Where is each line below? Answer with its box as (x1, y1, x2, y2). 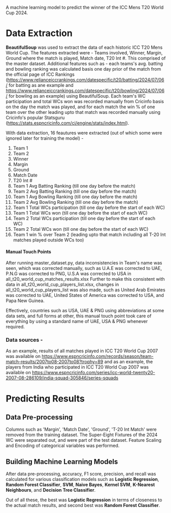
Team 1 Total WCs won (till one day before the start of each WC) (13, 209, 148, 216)
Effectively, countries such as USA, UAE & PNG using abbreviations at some (6, 308, 164, 314)
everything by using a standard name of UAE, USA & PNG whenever (6, 318, 148, 324)
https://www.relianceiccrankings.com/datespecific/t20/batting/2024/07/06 (7, 76, 164, 83)
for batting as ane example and (8, 82, 74, 88)
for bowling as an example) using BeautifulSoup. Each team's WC (8, 93, 146, 99)
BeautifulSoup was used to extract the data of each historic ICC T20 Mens (6, 44, 163, 50)
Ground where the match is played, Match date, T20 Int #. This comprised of (6, 55, 166, 61)
